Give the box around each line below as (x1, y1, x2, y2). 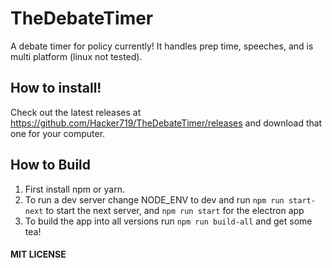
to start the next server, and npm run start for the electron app (45, 204, 305, 216)
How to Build (10, 157, 92, 174)
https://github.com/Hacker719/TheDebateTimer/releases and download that (10, 117, 323, 129)
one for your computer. (10, 127, 106, 139)
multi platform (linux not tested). (10, 50, 143, 62)
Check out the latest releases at (10, 106, 142, 118)
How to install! (10, 80, 102, 97)
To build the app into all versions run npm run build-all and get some (24, 215, 313, 227)
